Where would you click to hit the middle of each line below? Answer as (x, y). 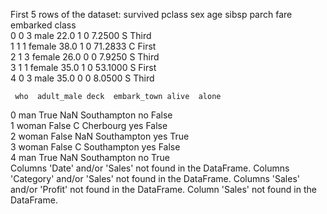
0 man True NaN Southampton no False (91, 115)
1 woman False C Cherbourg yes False (89, 125)
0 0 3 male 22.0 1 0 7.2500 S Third (81, 35)
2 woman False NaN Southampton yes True (100, 136)
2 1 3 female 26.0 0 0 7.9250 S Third (85, 57)
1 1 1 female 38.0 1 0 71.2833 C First (83, 46)
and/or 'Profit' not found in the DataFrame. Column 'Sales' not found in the (163, 189)
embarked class (43, 25)
